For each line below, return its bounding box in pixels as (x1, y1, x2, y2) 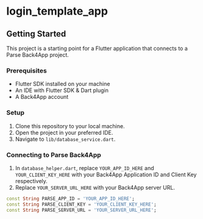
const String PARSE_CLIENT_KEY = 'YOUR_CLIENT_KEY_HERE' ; (6, 201, 157, 207)
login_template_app (6, 4, 109, 18)
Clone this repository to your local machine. (15, 122, 125, 129)
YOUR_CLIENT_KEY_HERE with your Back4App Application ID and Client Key (15, 171, 197, 178)
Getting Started (6, 29, 66, 39)
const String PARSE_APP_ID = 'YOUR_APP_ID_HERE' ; (6, 195, 135, 202)
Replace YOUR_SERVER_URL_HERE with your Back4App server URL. (15, 184, 176, 191)
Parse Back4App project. (6, 51, 69, 59)
